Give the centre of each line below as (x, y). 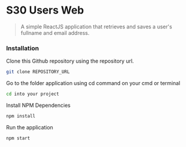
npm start (18, 138)
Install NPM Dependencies (38, 105)
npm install (21, 116)
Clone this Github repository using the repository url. (70, 61)
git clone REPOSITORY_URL (38, 72)
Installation (23, 48)
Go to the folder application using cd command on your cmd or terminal (93, 83)
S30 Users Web (45, 10)
